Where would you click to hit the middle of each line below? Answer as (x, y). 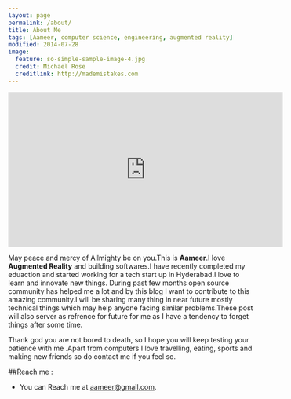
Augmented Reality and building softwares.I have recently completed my (127, 266)
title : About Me (35, 30)
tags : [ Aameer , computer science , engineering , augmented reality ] (121, 37)
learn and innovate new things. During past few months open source (119, 283)
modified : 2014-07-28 (44, 45)
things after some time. (45, 324)
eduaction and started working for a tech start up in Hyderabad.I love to (124, 274)
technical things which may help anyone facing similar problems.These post (131, 308)
